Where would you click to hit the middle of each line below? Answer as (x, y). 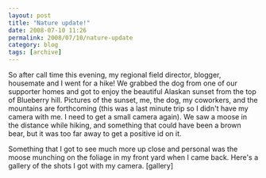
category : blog (33, 45)
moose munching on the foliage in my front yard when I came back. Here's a (133, 157)
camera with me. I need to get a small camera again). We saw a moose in (128, 117)
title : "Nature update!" (49, 23)
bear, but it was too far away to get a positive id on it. (95, 134)
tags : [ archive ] (35, 52)
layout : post (30, 15)
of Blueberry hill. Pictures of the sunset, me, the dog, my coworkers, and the (133, 100)
